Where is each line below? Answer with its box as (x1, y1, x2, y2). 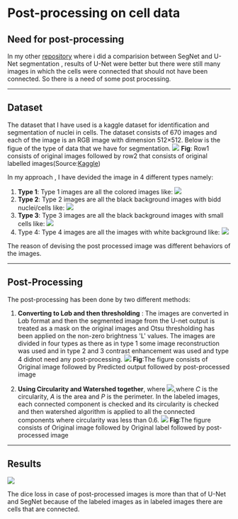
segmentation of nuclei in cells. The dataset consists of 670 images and (7, 128, 217, 136)
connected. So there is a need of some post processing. (7, 74, 171, 83)
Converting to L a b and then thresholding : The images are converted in (17, 308, 229, 317)
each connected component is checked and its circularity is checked (17, 399, 219, 408)
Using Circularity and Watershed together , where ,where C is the (17, 384, 218, 393)
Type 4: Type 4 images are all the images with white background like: (17, 228, 220, 236)
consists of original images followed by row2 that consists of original (7, 151, 208, 160)
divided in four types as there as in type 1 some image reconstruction (17, 339, 220, 347)
